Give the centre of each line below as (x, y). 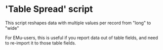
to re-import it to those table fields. (41, 43)
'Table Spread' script (49, 9)
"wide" (12, 28)
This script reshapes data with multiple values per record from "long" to (78, 23)
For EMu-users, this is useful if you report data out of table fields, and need (81, 38)
